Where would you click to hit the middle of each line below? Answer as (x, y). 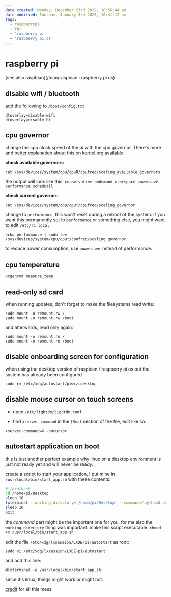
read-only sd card (34, 292)
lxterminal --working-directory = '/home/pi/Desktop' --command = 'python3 (83, 503)
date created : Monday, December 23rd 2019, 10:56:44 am (66, 10)
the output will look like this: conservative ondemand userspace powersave (82, 182)
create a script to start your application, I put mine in (60, 474)
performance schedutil (29, 186)
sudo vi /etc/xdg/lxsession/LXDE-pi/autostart (55, 551)
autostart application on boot (52, 447)
